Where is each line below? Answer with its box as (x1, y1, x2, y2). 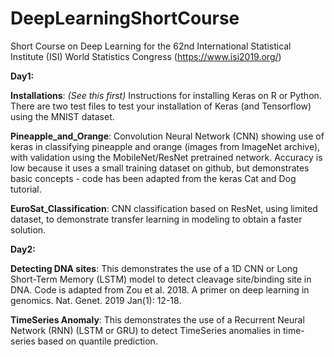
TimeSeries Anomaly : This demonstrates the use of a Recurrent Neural (10, 313, 305, 326)
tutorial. (10, 183, 42, 195)
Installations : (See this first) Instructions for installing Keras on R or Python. (10, 89, 322, 101)
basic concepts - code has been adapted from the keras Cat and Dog (10, 172, 297, 184)
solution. (10, 223, 47, 236)
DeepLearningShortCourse (10, 7, 240, 30)
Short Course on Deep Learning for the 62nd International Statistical (10, 40, 292, 52)
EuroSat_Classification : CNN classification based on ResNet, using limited (10, 202, 318, 214)
